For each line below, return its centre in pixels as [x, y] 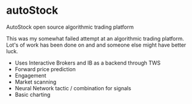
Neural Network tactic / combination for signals [73, 88]
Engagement [30, 75]
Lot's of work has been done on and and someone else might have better [96, 45]
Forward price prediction [45, 69]
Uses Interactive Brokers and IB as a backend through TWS [88, 63]
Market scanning [35, 82]
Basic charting [32, 94]
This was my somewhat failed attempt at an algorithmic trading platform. [95, 38]
